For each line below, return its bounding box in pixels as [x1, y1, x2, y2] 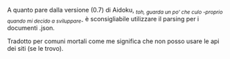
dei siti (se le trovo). [7, 44, 64, 52]
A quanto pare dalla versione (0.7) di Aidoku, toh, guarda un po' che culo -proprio [7, 6, 223, 16]
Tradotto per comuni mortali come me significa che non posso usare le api [7, 37, 220, 45]
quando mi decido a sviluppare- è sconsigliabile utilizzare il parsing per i [7, 14, 200, 25]
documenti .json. [7, 23, 55, 32]
